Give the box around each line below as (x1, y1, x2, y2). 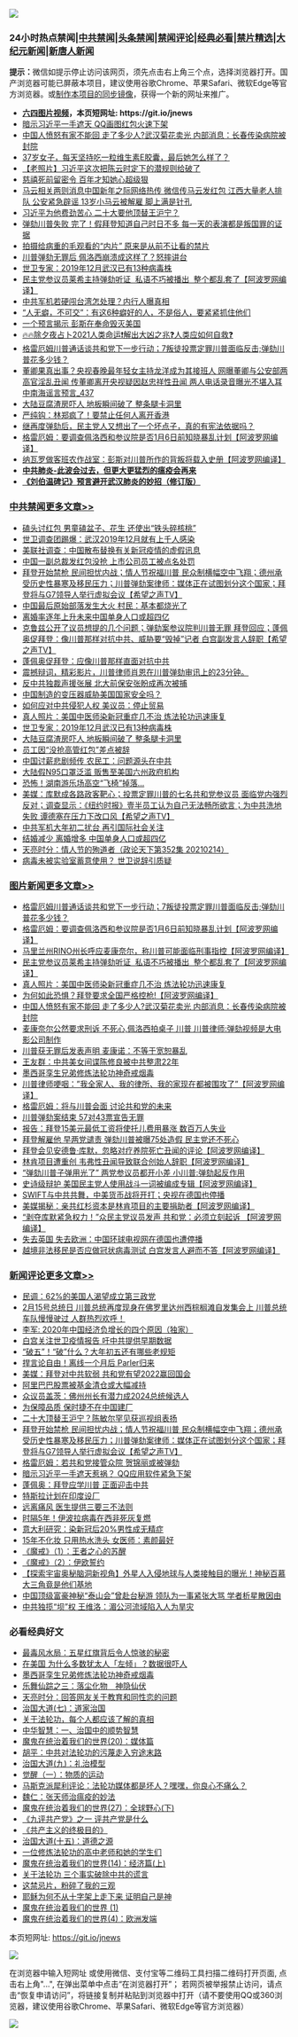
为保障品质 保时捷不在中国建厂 (21, 1402, 134, 1413)
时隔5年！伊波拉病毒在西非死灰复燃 (21, 1513, 152, 1524)
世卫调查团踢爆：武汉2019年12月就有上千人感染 (21, 533, 195, 545)
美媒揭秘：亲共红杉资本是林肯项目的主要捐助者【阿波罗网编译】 (21, 1200, 255, 1210)
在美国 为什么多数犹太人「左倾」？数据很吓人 (21, 1658, 187, 1669)
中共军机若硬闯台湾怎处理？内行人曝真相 (21, 296, 170, 307)
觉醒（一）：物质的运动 (21, 1769, 104, 1780)
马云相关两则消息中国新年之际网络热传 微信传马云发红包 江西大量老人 (21, 185, 275, 196)
